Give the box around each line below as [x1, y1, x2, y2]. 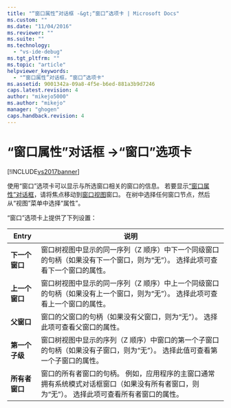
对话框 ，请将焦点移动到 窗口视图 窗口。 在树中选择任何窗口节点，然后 [16, 190, 211, 198]
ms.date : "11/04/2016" [7, 23, 72, 30]
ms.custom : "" [7, 17, 48, 23]
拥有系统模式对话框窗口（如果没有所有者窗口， [41, 379, 192, 389]
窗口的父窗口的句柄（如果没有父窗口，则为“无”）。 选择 [41, 312, 218, 321]
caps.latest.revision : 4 [7, 87, 78, 94]
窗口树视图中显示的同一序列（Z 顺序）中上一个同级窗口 [41, 278, 220, 288]
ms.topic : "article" [7, 61, 67, 68]
